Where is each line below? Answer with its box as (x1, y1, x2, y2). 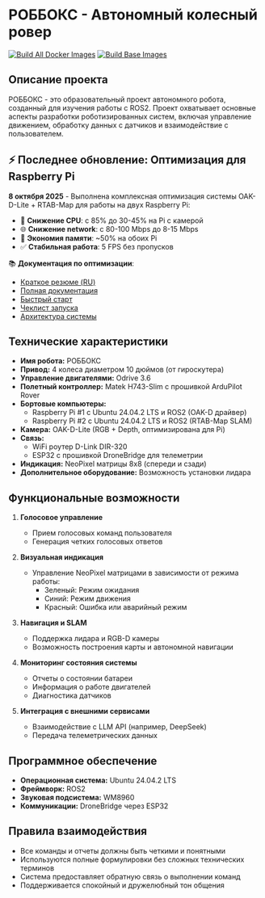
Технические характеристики (8, 334, 168, 348)
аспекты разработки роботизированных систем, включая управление (8, 111, 252, 121)
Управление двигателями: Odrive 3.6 (19, 373, 151, 383)
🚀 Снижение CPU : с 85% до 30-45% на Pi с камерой (19, 216, 204, 225)
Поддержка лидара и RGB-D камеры (32, 634, 160, 644)
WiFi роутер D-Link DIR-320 (32, 442, 128, 451)
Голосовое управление (19, 513, 103, 522)
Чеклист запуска (19, 303, 78, 313)
